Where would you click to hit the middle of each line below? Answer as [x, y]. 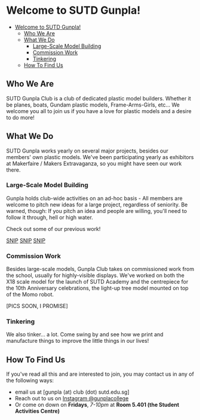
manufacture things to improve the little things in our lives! [78, 341]
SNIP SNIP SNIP [26, 241]
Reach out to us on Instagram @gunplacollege [72, 398]
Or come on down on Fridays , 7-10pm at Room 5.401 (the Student [97, 405]
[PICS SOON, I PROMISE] [37, 306]
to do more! [20, 117]
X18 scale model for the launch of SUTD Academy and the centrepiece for [97, 282]
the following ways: [30, 381]
